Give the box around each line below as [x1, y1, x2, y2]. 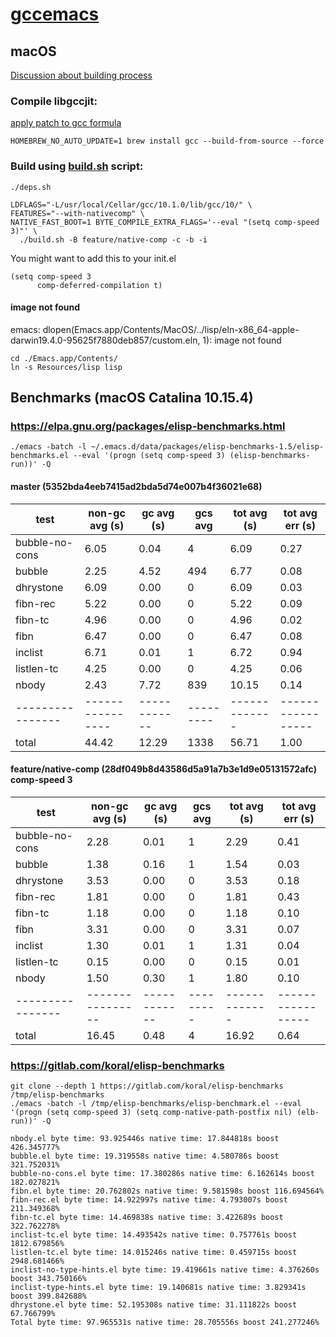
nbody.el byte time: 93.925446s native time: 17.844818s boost [10, 1134, 280, 1144]
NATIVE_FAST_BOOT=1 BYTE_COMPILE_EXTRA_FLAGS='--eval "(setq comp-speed [10, 217, 320, 227]
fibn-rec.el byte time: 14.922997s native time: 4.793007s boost [10, 1195, 288, 1205]
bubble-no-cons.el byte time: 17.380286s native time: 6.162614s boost [10, 1169, 315, 1179]
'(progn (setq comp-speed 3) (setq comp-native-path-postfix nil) [10, 1108, 293, 1118]
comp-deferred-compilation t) [36, 280, 163, 290]
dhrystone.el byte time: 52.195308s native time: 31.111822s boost [10, 1300, 298, 1310]
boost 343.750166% [10, 1274, 87, 1284]
